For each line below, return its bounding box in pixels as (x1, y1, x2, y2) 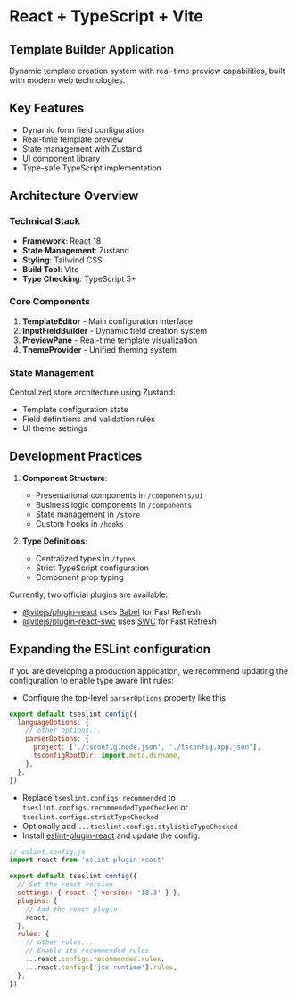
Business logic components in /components (35, 499, 193, 510)
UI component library (21, 153, 101, 163)
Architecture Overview (9, 188, 139, 204)
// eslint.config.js (9, 847, 87, 856)
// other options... (25, 726, 102, 735)
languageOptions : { (17, 718, 90, 727)
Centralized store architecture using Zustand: (9, 386, 176, 398)
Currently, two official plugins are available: (9, 589, 169, 600)
